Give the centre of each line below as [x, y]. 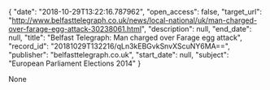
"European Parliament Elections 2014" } [75, 63]
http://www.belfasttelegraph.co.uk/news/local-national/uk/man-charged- [135, 20]
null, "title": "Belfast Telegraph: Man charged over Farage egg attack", [125, 37]
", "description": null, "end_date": [196, 29]
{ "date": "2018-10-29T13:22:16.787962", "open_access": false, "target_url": [135, 12]
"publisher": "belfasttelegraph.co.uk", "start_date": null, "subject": [119, 55]
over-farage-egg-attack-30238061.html [75, 29]
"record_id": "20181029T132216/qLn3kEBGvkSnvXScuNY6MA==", [119, 46]
